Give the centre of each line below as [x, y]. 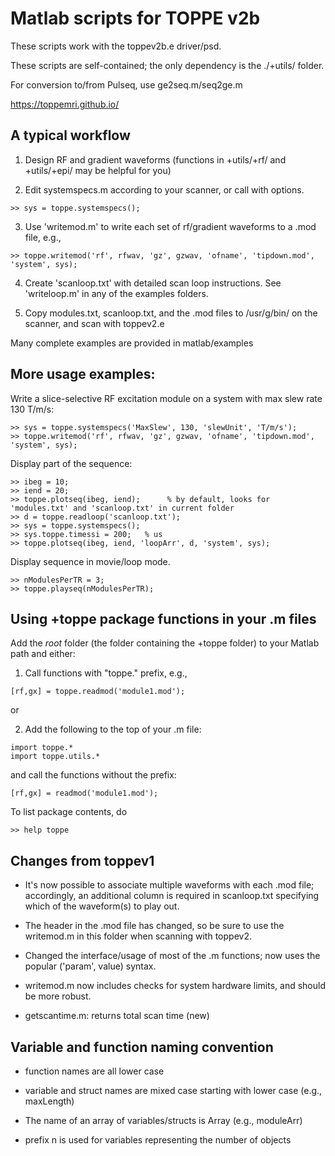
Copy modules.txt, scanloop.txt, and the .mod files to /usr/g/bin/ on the [171, 313]
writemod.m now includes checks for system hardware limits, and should [175, 986]
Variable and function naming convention [142, 1047]
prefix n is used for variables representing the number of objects [158, 1140]
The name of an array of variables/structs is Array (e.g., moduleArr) [163, 1120]
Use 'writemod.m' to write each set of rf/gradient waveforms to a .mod [170, 226]
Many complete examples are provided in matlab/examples [132, 343]
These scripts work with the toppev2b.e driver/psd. [116, 46]
